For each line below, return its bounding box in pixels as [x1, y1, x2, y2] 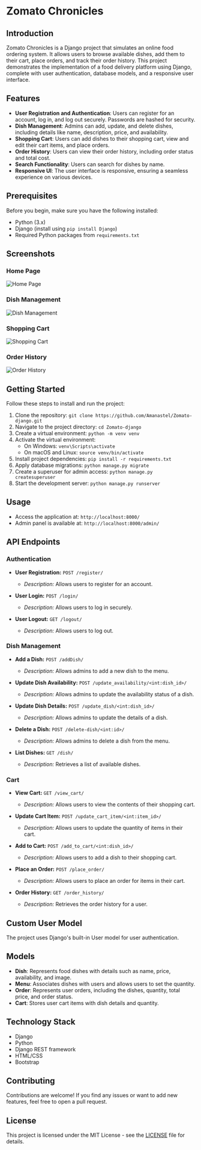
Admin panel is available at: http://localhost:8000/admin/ [14, 519, 160, 527]
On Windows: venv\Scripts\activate [23, 442, 115, 450]
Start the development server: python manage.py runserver [14, 480, 161, 487]
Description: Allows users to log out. [23, 627, 114, 634]
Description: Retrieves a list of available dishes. [23, 760, 141, 768]
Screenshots [6, 249, 55, 259]
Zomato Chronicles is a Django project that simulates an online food [6, 44, 174, 51]
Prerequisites [6, 191, 58, 201]
